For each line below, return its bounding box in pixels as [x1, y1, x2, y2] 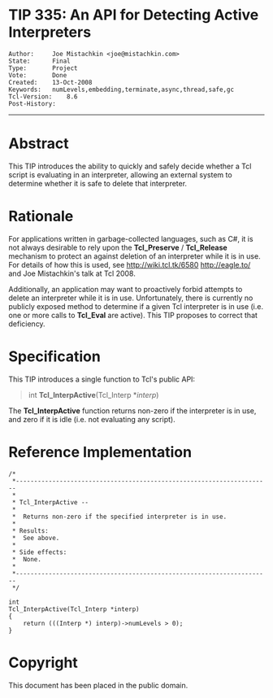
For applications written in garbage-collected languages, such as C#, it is [8, 233, 253, 243]
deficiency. [8, 319, 46, 329]
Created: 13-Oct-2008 [8, 78, 93, 86]
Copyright [8, 653, 79, 672]
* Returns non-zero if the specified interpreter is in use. [11, 513, 227, 521]
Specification [8, 347, 102, 365]
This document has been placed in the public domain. [8, 680, 188, 690]
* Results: [11, 526, 49, 534]
